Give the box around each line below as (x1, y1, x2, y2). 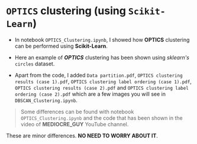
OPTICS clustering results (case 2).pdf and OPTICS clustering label (14, 84, 189, 91)
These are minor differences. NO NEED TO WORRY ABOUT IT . (6, 132, 159, 139)
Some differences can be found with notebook (20, 108, 134, 115)
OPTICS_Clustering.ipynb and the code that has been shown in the (20, 114, 183, 122)
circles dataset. (14, 60, 55, 67)
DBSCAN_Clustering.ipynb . (14, 96, 78, 104)
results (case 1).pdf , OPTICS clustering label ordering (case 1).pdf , (14, 78, 192, 85)
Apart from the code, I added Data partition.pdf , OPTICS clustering (14, 71, 183, 78)
